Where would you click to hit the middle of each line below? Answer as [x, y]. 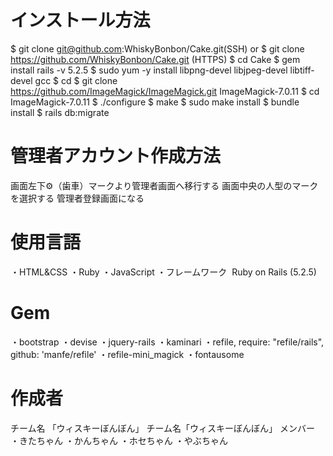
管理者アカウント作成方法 [116, 156]
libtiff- [302, 70]
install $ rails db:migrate [60, 112]
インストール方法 [80, 20]
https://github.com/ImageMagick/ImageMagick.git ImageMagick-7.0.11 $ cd [165, 91]
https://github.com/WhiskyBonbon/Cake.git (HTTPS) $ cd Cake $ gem [155, 59]
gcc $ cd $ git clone [76, 80]
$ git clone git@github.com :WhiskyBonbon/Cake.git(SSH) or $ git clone [157, 48]
